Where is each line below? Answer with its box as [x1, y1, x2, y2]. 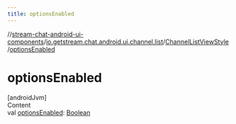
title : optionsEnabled [7, 10, 74, 18]
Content [7, 101, 31, 109]
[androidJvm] [7, 93, 47, 101]
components [7, 37, 45, 46]
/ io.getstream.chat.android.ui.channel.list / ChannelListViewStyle [43, 37, 229, 46]
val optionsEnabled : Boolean [7, 108, 91, 117]
